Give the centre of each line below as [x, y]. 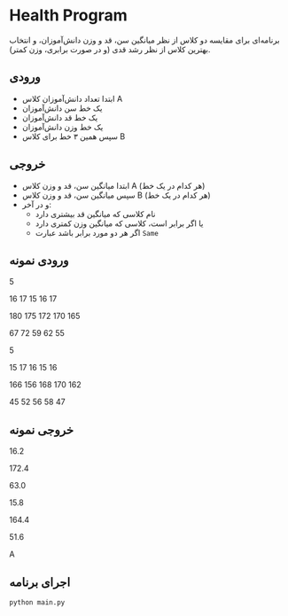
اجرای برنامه [40, 582]
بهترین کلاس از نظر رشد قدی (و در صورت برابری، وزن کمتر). [110, 49]
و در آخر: [36, 204]
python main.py [37, 603]
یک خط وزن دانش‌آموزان [62, 127]
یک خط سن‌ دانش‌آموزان [62, 108]
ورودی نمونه [39, 260]
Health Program [69, 16]
